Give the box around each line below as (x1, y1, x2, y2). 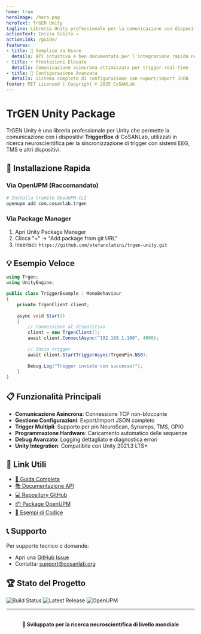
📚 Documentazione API (14, 482, 74, 489)
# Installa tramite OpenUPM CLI (6, 195, 87, 201)
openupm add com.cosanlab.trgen (6, 200, 87, 207)
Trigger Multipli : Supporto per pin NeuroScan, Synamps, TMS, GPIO (14, 423, 184, 430)
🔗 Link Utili (6, 460, 47, 470)
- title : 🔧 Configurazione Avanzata (6, 70, 98, 76)
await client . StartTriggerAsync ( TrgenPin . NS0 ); (28, 352, 148, 358)
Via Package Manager (6, 215, 72, 223)
